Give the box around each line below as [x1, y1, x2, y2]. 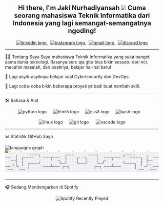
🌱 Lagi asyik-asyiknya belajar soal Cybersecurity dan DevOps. [5, 73, 130, 80]
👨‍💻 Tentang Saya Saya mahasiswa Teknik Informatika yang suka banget [5, 54, 150, 60]
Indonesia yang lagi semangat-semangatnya [13, 19, 151, 27]
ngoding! [68, 27, 96, 35]
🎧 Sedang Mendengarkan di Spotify [5, 184, 79, 190]
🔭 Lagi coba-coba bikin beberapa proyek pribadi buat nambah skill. [5, 83, 141, 89]
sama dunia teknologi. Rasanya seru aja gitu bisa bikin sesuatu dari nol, [5, 59, 148, 65]
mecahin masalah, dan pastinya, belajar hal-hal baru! [5, 64, 111, 70]
